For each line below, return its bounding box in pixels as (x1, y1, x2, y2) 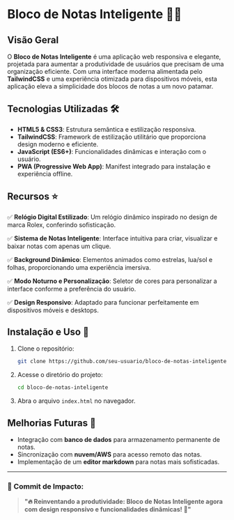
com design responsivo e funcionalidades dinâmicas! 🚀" (24, 505, 192, 514)
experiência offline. (17, 169, 73, 178)
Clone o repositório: (17, 344, 75, 353)
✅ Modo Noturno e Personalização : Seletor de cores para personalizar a (7, 277, 217, 285)
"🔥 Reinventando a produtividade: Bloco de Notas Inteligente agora (24, 498, 223, 506)
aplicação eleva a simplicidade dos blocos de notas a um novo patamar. (7, 82, 214, 90)
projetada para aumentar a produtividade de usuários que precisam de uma (7, 60, 224, 68)
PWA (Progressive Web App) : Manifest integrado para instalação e (17, 162, 211, 170)
